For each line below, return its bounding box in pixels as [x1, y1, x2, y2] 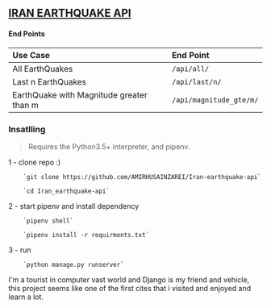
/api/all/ [172, 64, 210, 73]
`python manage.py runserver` [23, 260, 125, 268]
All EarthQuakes [12, 63, 73, 74]
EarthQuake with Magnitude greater [12, 89, 148, 100]
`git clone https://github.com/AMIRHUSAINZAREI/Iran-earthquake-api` [23, 173, 262, 181]
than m [12, 99, 39, 110]
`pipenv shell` [23, 217, 74, 225]
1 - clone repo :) [8, 157, 61, 167]
